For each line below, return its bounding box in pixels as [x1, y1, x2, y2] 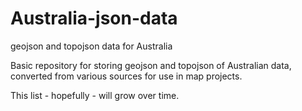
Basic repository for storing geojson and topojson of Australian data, [10, 59, 292, 71]
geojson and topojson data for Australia [10, 40, 173, 52]
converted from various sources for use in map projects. [10, 70, 243, 82]
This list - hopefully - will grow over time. [10, 89, 180, 101]
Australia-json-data [10, 7, 178, 30]
